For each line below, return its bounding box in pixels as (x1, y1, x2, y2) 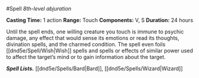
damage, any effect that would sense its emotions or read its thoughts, (6, 35, 180, 41)
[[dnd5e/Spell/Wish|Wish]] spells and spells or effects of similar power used (6, 47, 194, 54)
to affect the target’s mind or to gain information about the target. (6, 54, 166, 60)
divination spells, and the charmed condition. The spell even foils (6, 41, 166, 48)
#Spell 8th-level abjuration (6, 5, 71, 12)
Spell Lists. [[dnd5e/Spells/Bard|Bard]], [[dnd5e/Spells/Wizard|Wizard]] (6, 65, 183, 72)
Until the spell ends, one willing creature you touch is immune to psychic (6, 28, 184, 35)
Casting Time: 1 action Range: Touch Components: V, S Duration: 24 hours (6, 17, 194, 23)
